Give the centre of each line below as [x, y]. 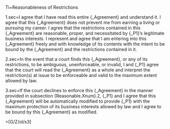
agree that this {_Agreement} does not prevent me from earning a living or [82, 23]
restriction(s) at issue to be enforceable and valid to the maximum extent [81, 75]
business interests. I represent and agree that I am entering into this [76, 38]
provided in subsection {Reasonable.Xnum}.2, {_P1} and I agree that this [81, 96]
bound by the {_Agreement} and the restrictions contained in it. [71, 49]
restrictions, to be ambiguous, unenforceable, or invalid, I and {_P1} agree [82, 64]
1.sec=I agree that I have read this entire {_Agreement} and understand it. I [83, 17]
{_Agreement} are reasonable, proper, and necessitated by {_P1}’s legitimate [85, 33]
